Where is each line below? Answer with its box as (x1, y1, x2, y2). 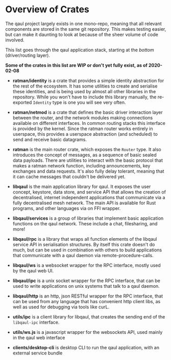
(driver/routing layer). (5, 52, 50, 58)
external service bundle (12, 350, 63, 356)
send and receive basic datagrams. (12, 136, 87, 142)
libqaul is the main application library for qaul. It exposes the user (12, 183, 151, 189)
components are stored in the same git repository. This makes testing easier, (5, 26, 166, 32)
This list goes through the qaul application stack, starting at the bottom (5, 47, 154, 53)
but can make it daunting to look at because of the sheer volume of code (5, 31, 158, 37)
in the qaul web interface (12, 334, 65, 341)
